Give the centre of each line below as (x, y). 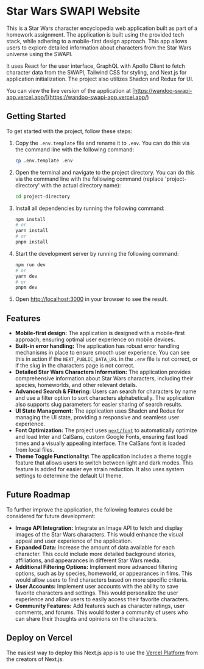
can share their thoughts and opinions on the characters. (86, 618)
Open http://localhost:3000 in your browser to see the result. (92, 299)
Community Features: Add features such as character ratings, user (100, 606)
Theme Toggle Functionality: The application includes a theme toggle (103, 457)
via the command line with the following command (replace (89, 179)
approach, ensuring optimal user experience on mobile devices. (95, 339)
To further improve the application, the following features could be (90, 509)
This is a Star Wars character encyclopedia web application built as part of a (102, 28)
